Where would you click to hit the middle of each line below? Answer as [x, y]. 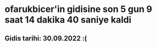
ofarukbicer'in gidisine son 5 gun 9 [78, 9]
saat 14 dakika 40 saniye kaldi [68, 20]
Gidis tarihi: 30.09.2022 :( [46, 38]
